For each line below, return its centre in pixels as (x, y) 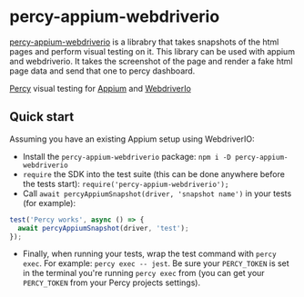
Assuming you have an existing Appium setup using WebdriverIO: (132, 139)
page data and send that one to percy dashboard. (102, 71)
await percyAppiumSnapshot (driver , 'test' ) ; (103, 228)
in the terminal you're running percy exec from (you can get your (144, 273)
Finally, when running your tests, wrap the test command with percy (149, 254)
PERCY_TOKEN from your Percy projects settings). (111, 282)
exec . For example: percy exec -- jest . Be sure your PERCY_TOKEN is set (156, 263)
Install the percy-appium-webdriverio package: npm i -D (127, 156)
